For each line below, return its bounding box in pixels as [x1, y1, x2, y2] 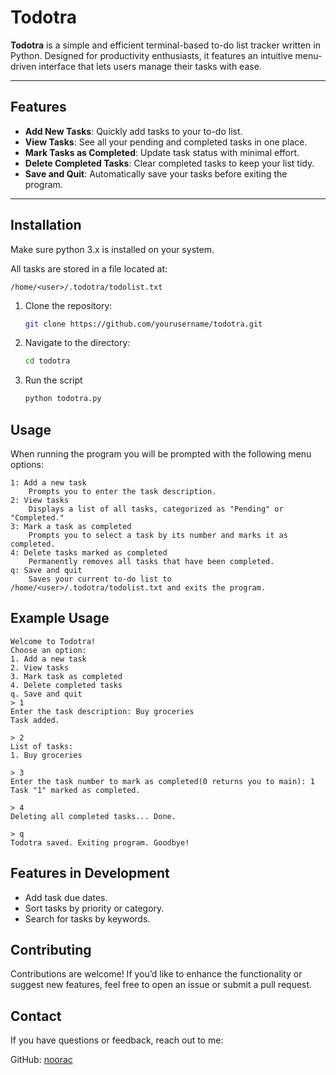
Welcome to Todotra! [10, 636, 97, 646]
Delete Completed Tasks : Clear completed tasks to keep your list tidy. [24, 157, 315, 169]
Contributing [10, 942, 92, 959]
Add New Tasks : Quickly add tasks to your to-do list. [24, 125, 243, 137]
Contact [10, 1007, 62, 1025]
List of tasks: [10, 741, 74, 751]
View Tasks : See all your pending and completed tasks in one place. [24, 136, 308, 148]
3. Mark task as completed [10, 671, 123, 681]
